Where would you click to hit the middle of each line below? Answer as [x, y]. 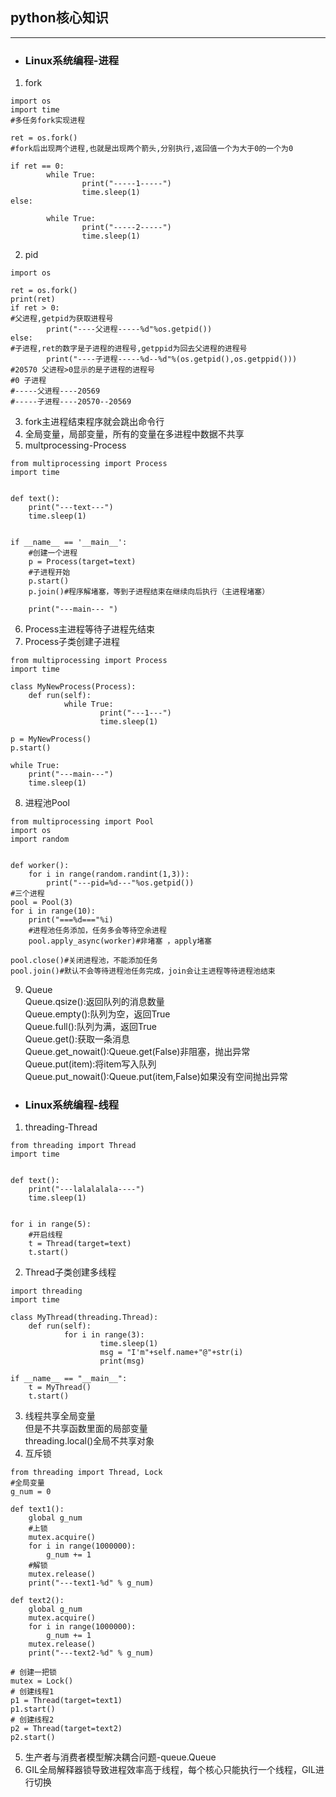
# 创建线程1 [32, 1692]
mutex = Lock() [42, 1681]
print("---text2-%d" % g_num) [91, 1653]
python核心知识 [59, 18]
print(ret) [33, 299]
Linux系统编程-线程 [72, 1105]
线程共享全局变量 [60, 1416]
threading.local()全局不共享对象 [89, 1441]
